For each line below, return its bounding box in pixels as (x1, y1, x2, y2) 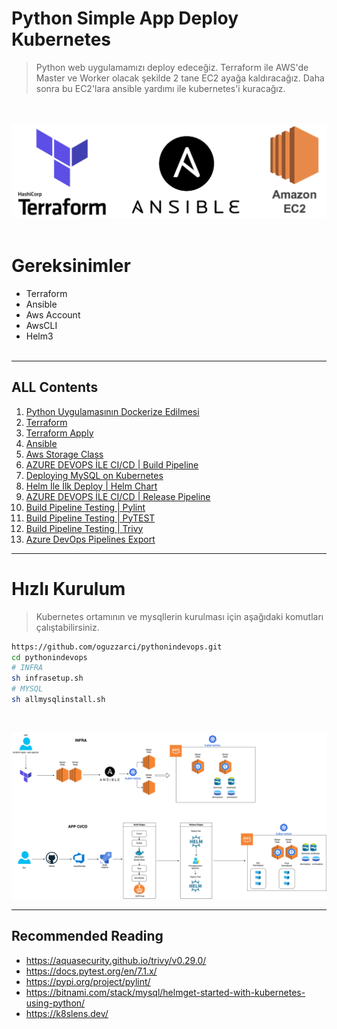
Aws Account (25, 308, 81, 321)
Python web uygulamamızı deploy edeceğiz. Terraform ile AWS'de (35, 61, 309, 73)
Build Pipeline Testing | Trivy (25, 522, 144, 534)
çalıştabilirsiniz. (35, 621, 100, 633)
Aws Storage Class (25, 448, 104, 460)
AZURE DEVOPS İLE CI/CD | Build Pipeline (25, 458, 199, 471)
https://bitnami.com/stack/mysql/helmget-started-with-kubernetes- (25, 986, 306, 998)
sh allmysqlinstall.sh (11, 695, 106, 705)
